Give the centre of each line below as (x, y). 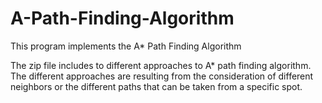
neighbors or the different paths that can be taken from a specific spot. (156, 86)
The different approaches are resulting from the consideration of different (162, 76)
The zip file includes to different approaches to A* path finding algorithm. (161, 65)
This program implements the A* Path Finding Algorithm (126, 46)
